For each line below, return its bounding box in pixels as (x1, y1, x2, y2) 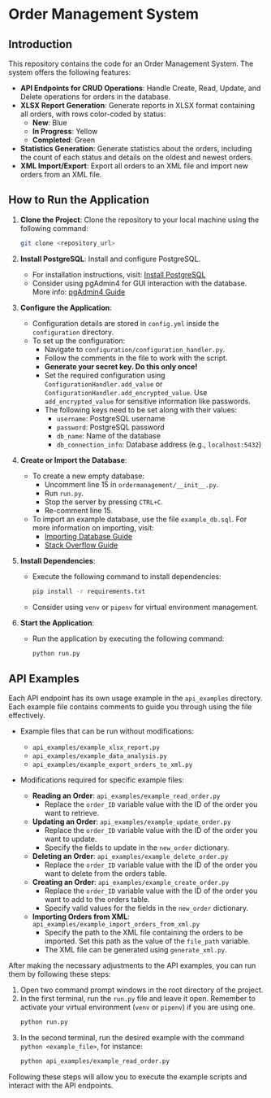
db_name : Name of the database (56, 430, 161, 440)
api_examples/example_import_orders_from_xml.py (32, 921, 200, 929)
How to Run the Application (8, 193, 150, 207)
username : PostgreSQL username (56, 413, 166, 423)
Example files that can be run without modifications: (19, 726, 195, 736)
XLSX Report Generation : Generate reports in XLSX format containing (19, 101, 256, 110)
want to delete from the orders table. (44, 869, 168, 878)
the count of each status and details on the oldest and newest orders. (19, 152, 253, 162)
